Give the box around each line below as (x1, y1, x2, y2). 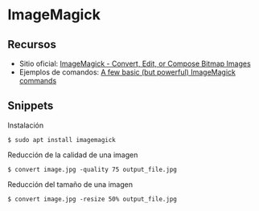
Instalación (7, 120, 44, 130)
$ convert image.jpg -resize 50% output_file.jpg (7, 195, 178, 203)
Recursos (7, 38, 57, 51)
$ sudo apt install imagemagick (7, 136, 116, 144)
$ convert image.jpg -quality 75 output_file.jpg (7, 165, 178, 173)
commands (18, 76, 57, 85)
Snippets (7, 99, 54, 113)
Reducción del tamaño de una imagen (7, 179, 134, 189)
